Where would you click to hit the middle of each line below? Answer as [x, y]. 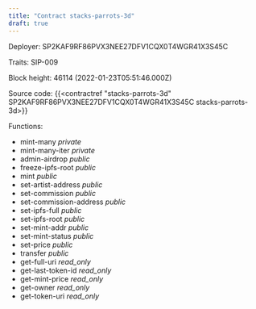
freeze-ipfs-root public [58, 167]
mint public [39, 176]
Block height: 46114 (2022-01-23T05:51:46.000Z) [90, 77]
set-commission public [58, 193]
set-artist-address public [61, 184]
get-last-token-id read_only [66, 270]
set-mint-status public [57, 236]
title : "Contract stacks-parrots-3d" [72, 16]
